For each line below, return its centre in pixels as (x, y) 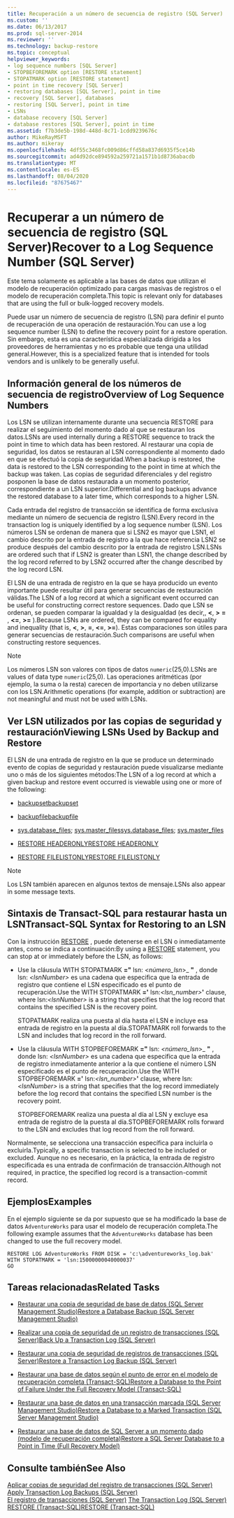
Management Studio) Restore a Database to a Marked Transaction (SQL (119, 1410)
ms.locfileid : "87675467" (45, 182)
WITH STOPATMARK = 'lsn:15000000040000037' (72, 1260)
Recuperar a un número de (86, 217)
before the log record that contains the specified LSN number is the (115, 1093)
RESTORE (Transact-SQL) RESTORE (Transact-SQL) (81, 1508)
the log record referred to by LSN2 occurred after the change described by (115, 562)
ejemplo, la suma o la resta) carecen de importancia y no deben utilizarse (113, 684)
